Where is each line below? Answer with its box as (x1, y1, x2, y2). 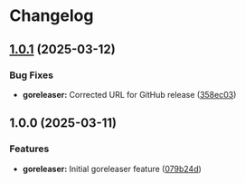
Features (9, 142, 50, 155)
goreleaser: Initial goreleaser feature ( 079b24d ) (22, 163, 202, 174)
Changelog (9, 5, 94, 26)
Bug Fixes (9, 69, 54, 82)
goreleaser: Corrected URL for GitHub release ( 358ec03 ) (22, 89, 237, 100)
